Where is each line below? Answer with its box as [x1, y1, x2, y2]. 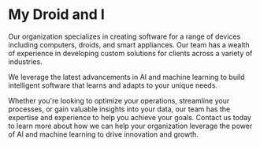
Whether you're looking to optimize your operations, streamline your [8, 96, 230, 105]
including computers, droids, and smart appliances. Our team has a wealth [8, 40, 250, 49]
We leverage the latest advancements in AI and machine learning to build [8, 72, 246, 81]
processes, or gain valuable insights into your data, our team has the [8, 104, 231, 114]
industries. [8, 57, 43, 66]
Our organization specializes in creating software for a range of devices [8, 32, 241, 41]
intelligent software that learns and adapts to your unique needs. [8, 81, 218, 90]
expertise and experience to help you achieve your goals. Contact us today [8, 112, 252, 122]
